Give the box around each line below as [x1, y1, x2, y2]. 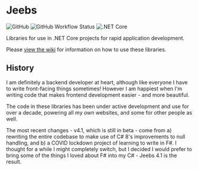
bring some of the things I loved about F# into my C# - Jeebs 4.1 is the [6, 152, 177, 159]
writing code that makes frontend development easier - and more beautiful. [6, 91, 190, 98]
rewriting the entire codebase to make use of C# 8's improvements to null [6, 133, 186, 140]
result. [6, 158, 22, 165]
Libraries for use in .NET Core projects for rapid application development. [6, 34, 185, 41]
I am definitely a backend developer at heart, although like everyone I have [6, 79, 188, 86]
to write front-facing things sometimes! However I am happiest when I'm [6, 85, 183, 92]
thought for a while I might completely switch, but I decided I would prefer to [6, 145, 192, 152]
